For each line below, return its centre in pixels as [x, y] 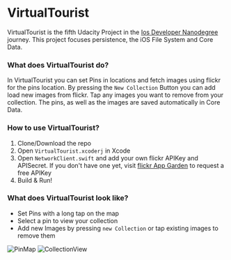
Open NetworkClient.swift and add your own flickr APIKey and [107, 158]
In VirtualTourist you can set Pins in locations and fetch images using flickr [114, 80]
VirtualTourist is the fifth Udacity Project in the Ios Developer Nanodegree [113, 32]
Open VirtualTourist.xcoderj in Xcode [74, 151]
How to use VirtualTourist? [53, 128]
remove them [36, 236]
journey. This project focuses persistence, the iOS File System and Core [110, 39]
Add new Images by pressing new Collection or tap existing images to [118, 228]
